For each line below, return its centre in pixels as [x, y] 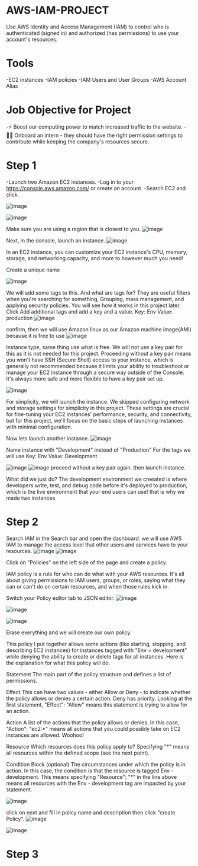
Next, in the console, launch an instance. [56, 240]
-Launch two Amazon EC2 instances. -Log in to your [70, 182]
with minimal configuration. [39, 427]
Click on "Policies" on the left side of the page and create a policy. [87, 562]
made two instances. [32, 498]
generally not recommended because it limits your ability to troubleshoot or [98, 366]
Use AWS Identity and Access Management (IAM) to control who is [88, 27]
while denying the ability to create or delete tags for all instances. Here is [95, 656]
